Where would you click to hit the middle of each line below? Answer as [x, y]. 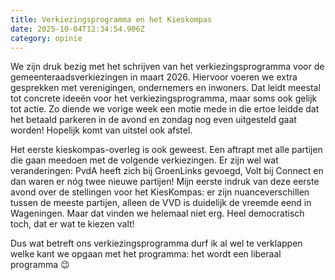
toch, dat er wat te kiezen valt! [72, 224]
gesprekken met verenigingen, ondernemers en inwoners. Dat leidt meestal [165, 88]
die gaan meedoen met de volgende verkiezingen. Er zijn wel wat [144, 160]
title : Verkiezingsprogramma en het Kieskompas [111, 19]
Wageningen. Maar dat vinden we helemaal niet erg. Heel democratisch [157, 213]
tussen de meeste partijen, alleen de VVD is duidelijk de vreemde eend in [161, 203]
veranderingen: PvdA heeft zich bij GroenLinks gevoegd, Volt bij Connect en [167, 171]
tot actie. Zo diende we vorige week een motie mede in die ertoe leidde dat [165, 109]
